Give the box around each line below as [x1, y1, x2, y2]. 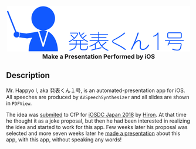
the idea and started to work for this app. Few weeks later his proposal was [6, 123, 188, 130]
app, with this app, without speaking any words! [6, 136, 122, 143]
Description [6, 70, 50, 80]
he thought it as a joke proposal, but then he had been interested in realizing [6, 117, 191, 124]
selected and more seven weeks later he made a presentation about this [6, 130, 181, 137]
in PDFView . [6, 100, 32, 107]
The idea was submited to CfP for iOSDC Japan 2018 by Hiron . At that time [6, 111, 187, 118]
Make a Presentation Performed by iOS [42, 52, 156, 60]
